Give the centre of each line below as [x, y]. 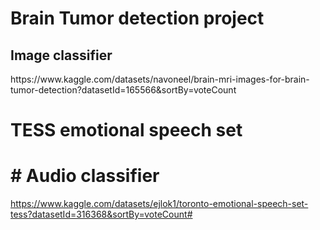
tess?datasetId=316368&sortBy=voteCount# [101, 214]
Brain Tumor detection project [137, 18]
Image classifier [61, 55]
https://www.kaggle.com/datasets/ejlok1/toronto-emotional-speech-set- [159, 204]
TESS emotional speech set [126, 130]
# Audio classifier [85, 176]
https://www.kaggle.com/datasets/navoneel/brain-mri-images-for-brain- [160, 79]
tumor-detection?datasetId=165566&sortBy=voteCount [123, 90]
